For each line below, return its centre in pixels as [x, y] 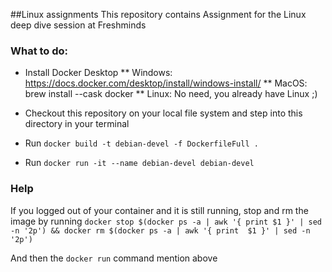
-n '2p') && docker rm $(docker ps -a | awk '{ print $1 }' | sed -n [160, 230]
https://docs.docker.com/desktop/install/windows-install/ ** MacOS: [166, 83]
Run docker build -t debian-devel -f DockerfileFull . [141, 143]
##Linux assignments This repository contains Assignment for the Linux [158, 14]
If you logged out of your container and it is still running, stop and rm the [159, 210]
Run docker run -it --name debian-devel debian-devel [139, 163]
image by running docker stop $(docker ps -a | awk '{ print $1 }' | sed [166, 221]
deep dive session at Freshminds [78, 25]
